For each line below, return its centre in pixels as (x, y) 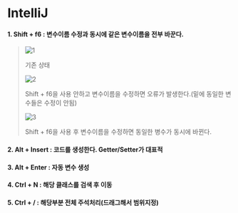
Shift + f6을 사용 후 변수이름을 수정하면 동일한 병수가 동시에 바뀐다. (118, 132)
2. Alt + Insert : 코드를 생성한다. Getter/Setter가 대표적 (85, 149)
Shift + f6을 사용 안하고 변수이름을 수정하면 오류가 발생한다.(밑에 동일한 (124, 94)
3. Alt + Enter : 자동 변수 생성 (48, 167)
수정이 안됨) (60, 103)
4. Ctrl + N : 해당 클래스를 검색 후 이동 (60, 185)
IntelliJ (28, 13)
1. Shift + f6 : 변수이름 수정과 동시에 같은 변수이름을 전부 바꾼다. (95, 34)
